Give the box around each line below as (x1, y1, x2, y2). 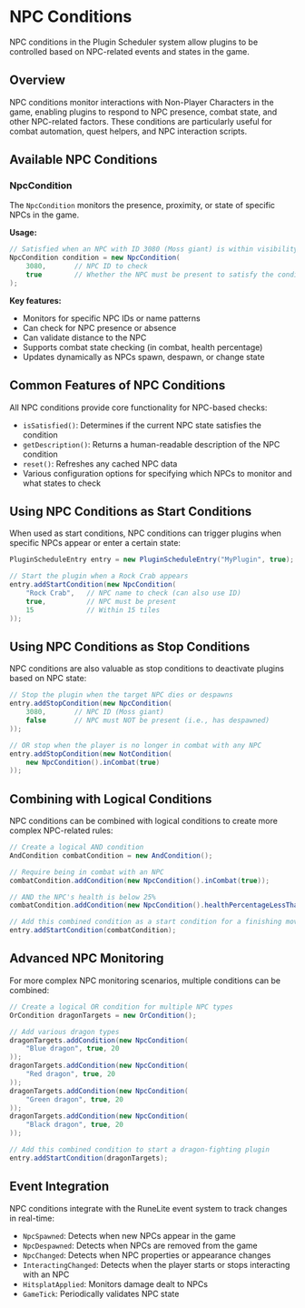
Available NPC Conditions (9, 152, 158, 167)
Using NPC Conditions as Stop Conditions (9, 639, 251, 654)
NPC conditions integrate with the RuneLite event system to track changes (9, 1202, 288, 1213)
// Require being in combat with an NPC (9, 867, 165, 877)
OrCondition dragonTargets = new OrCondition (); (9, 1011, 197, 1020)
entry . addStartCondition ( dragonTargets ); (9, 1153, 169, 1162)
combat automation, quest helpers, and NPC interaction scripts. (9, 126, 248, 136)
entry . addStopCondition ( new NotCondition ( (9, 749, 172, 759)
